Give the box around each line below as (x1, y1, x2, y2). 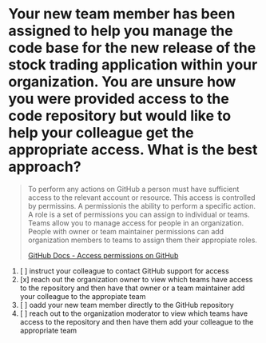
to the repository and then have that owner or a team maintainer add (19, 283, 245, 293)
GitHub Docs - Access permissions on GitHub (27, 250, 179, 260)
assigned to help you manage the (8, 22, 233, 40)
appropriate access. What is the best (8, 141, 258, 159)
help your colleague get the (8, 124, 194, 142)
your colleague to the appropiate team (19, 291, 146, 301)
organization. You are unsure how (8, 73, 236, 91)
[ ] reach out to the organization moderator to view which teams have (19, 309, 248, 318)
